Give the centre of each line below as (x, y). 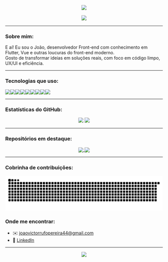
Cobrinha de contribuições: (39, 168)
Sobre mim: (19, 36)
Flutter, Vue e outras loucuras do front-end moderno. (60, 53)
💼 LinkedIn (23, 240)
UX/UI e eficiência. (24, 63)
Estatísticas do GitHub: (34, 109)
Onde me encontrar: (30, 222)
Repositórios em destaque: (39, 139)
